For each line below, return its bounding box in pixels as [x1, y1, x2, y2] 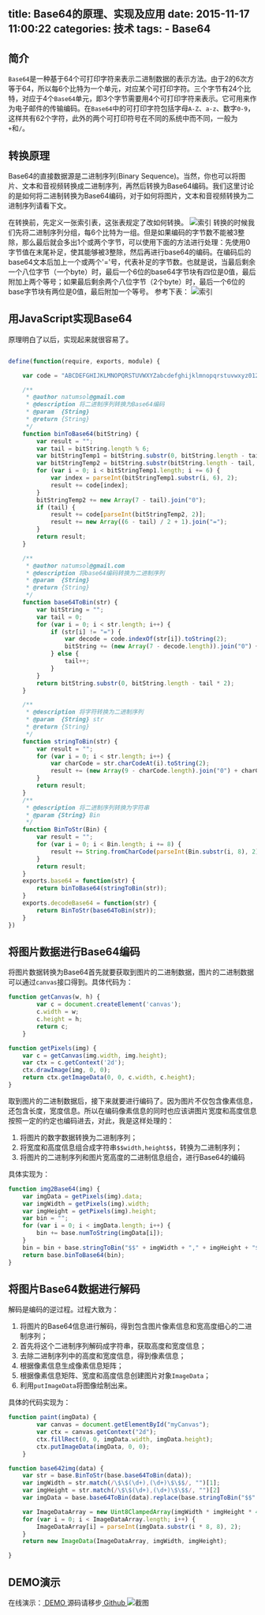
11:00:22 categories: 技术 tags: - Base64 [8, 22, 211, 36]
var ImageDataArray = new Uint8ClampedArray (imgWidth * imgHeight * [22, 1508, 252, 1515]
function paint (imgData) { [8, 1414, 97, 1421]
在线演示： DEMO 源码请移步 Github [8, 1598, 126, 1608]
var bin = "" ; [22, 1214, 69, 1222]
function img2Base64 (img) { [8, 1184, 101, 1193]
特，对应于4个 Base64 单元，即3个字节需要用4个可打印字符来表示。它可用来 [8, 94, 250, 104]
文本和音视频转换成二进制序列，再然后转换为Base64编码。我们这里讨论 [21, 181, 255, 191]
